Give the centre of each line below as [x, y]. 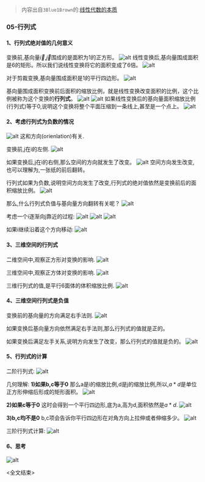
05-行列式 [21, 27]
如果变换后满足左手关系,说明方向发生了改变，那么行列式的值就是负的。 [95, 341]
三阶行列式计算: [26, 431]
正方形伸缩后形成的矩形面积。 [44, 391]
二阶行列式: [21, 371]
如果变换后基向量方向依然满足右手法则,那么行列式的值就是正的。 [88, 328]
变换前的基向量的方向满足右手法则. [50, 315]
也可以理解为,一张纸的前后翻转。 [47, 170]
